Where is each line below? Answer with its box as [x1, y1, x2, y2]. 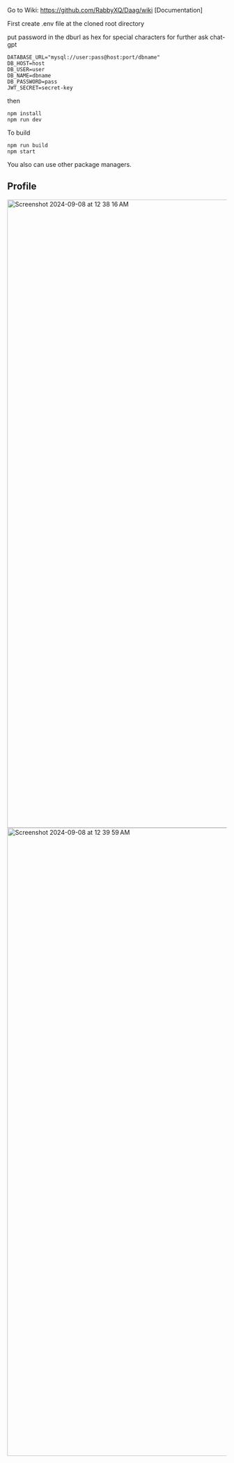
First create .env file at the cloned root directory [7, 20, 145, 27]
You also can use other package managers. [7, 161, 132, 168]
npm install [7, 110, 42, 117]
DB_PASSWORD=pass [7, 78, 58, 85]
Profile [7, 181, 37, 193]
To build [7, 128, 31, 137]
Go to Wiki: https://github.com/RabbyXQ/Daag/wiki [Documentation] [7, 6, 203, 14]
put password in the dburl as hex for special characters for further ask [7, 33, 209, 41]
